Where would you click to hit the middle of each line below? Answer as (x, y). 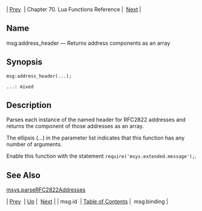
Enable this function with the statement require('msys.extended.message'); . (102, 156)
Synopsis (24, 62)
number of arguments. (34, 144)
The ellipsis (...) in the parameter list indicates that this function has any (96, 138)
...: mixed (20, 87)
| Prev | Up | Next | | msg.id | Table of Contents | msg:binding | (87, 202)
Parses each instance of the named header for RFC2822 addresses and (96, 120)
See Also (23, 175)
